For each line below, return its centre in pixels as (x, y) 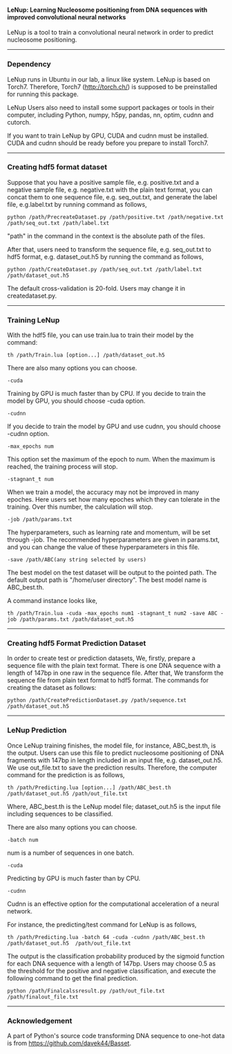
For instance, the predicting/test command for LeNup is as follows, (102, 925)
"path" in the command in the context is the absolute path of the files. (106, 236)
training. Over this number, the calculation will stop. (80, 507)
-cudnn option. (28, 434)
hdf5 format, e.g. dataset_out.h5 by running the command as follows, (105, 257)
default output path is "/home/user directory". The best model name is (107, 580)
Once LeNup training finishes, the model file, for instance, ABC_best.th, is (112, 745)
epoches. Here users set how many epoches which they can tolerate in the (114, 500)
